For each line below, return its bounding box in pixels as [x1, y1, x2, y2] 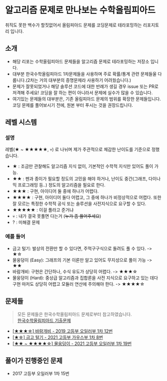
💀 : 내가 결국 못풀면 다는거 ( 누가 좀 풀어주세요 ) [12, 213, 101, 219]
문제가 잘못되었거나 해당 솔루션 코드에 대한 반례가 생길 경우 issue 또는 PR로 [12, 83, 159, 89]
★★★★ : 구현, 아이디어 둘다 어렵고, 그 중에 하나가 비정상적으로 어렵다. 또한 [12, 194, 162, 200]
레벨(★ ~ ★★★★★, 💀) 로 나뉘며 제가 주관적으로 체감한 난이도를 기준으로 [5, 147, 151, 153]
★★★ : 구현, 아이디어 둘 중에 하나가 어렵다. [12, 188, 99, 194]
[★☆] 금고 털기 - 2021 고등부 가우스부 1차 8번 [12, 334, 103, 340]
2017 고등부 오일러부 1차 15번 [12, 371, 70, 377]
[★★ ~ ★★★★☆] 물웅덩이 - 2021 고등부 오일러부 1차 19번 [12, 340, 132, 347]
